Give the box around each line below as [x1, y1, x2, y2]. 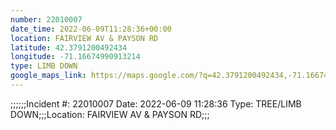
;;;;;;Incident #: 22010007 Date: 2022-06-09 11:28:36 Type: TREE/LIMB [10, 97, 302, 110]
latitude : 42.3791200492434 [10, 42, 128, 53]
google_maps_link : [10, 71, 87, 81]
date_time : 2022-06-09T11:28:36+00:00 [10, 24, 172, 34]
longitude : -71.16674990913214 [10, 52, 141, 62]
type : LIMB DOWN [10, 61, 78, 71]
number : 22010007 [10, 14, 83, 25]
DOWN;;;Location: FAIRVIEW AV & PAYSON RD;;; [10, 108, 210, 120]
